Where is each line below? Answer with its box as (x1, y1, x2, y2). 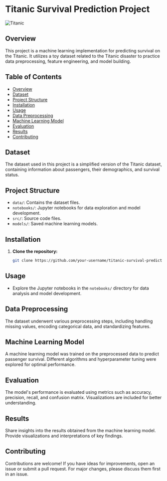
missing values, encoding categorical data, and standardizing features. (5, 323, 151, 329)
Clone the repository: (12, 248, 58, 254)
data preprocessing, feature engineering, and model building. (5, 58, 131, 64)
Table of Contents (5, 73, 62, 81)
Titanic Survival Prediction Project (5, 3, 150, 15)
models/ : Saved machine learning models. (12, 221, 98, 227)
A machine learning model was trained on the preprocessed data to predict (5, 351, 160, 357)
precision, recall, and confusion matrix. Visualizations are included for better (5, 395, 162, 401)
